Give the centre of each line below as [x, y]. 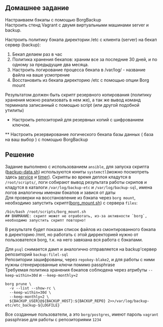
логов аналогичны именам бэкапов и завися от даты [60, 192]
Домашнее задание [37, 8]
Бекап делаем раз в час [37, 54]
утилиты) [15, 110]
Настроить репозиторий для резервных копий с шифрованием [78, 119]
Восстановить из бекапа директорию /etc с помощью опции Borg [81, 80]
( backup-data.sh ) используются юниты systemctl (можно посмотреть [77, 172]
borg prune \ [18, 284]
